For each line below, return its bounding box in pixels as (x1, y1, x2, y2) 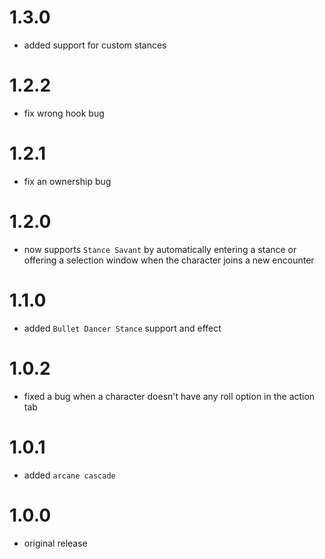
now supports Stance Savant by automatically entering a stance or (23, 243, 297, 255)
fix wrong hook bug (23, 107, 105, 119)
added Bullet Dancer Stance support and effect (23, 322, 222, 334)
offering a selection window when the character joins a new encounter (23, 254, 315, 266)
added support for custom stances (23, 39, 167, 51)
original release (23, 537, 88, 549)
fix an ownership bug (23, 175, 112, 187)
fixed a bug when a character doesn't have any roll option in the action (23, 390, 316, 402)
